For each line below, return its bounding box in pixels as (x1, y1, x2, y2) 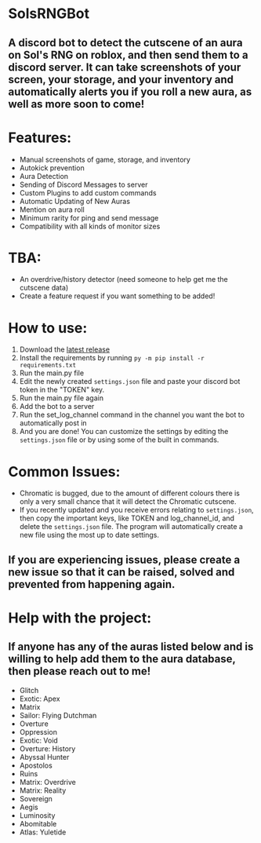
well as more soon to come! (8, 97, 145, 111)
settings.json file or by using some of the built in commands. (19, 435, 219, 444)
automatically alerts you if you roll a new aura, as (8, 85, 252, 98)
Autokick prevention (19, 162, 85, 173)
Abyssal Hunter (19, 752, 70, 761)
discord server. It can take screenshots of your (8, 60, 241, 74)
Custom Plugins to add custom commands (19, 188, 157, 197)
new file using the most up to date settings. (19, 531, 159, 540)
